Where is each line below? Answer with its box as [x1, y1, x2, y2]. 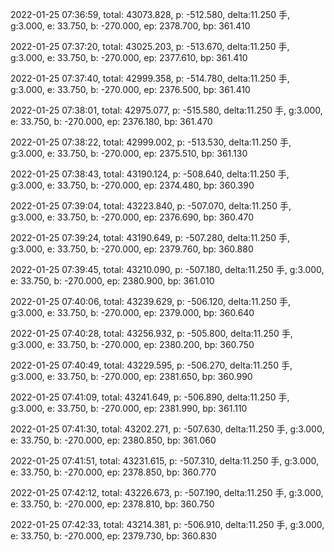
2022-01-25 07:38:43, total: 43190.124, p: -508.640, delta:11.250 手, [10, 168, 290, 180]
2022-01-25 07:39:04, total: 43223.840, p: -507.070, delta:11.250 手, [10, 200, 292, 212]
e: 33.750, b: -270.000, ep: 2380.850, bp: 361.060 [10, 434, 217, 446]
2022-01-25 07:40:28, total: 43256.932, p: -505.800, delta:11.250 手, [10, 328, 293, 339]
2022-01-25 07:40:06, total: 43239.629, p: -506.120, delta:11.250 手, [10, 296, 292, 307]
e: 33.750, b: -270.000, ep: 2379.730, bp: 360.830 [10, 530, 217, 542]
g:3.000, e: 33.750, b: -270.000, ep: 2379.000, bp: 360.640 [10, 307, 255, 318]
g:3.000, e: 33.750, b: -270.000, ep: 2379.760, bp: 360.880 [10, 243, 254, 255]
